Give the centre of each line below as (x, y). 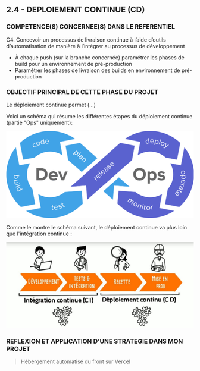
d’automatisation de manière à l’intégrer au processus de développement (96, 46)
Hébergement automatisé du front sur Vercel (76, 361)
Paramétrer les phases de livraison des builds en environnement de (97, 70)
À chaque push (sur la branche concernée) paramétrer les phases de (99, 57)
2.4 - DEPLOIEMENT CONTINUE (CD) (76, 10)
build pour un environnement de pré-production (74, 64)
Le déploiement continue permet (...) (51, 105)
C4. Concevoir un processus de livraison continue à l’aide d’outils (86, 40)
